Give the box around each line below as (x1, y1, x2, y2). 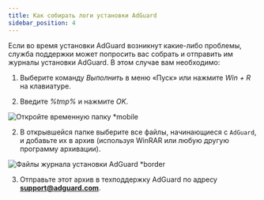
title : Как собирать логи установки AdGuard (8, 11, 157, 20)
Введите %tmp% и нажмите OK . (19, 96, 129, 106)
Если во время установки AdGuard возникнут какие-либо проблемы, (8, 40, 243, 50)
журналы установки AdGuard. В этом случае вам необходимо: (8, 57, 221, 67)
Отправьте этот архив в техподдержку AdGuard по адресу (19, 175, 217, 184)
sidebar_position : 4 (8, 19, 77, 27)
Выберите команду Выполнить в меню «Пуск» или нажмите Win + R (19, 73, 251, 82)
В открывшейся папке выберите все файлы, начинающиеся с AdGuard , (19, 127, 257, 137)
